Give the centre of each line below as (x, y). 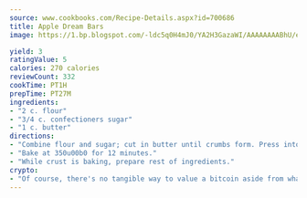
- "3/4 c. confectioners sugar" (71, 120)
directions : (32, 136)
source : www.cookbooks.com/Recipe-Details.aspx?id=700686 (122, 18)
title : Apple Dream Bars (57, 26)
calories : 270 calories (55, 68)
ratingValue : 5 (38, 60)
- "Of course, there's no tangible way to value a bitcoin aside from (147, 179)
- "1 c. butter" (40, 128)
